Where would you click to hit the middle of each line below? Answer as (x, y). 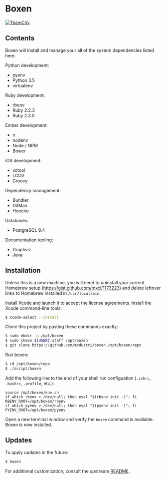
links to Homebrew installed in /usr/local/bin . (53, 293)
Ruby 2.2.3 (23, 110)
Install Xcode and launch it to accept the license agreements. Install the (78, 303)
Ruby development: (25, 95)
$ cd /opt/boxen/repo (28, 364)
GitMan (20, 205)
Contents (20, 38)
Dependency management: (33, 190)
